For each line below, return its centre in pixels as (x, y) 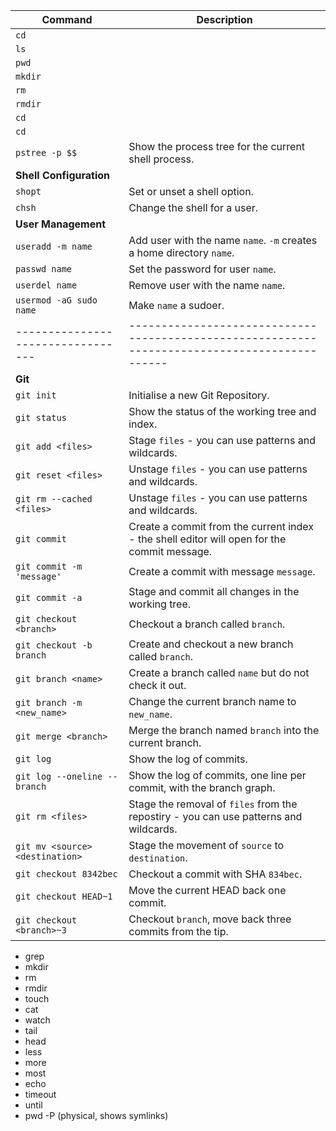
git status (41, 417)
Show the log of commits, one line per (217, 775)
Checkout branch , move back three (210, 919)
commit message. (170, 551)
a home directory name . (181, 252)
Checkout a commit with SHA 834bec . (215, 874)
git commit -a (49, 597)
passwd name (44, 269)
